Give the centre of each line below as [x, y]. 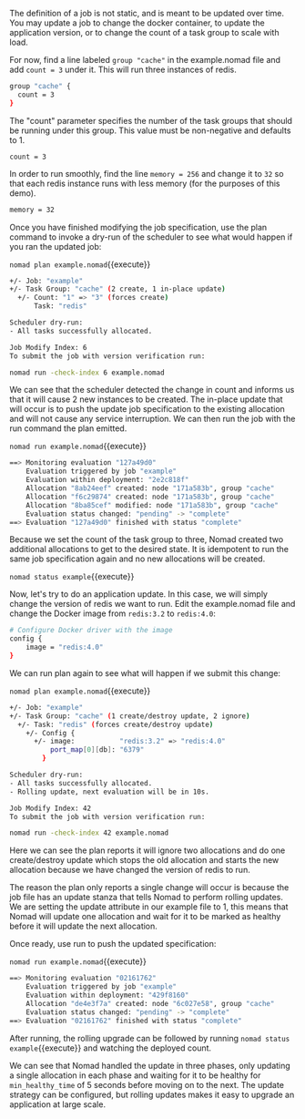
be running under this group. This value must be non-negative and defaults [150, 130]
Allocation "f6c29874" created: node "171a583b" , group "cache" [150, 497]
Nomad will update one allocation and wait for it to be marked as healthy [145, 917]
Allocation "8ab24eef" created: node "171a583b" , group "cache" [150, 488]
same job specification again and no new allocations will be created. [137, 559]
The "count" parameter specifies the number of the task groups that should [151, 120]
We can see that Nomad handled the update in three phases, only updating [150, 1065]
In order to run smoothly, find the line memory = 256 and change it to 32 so [147, 173]
